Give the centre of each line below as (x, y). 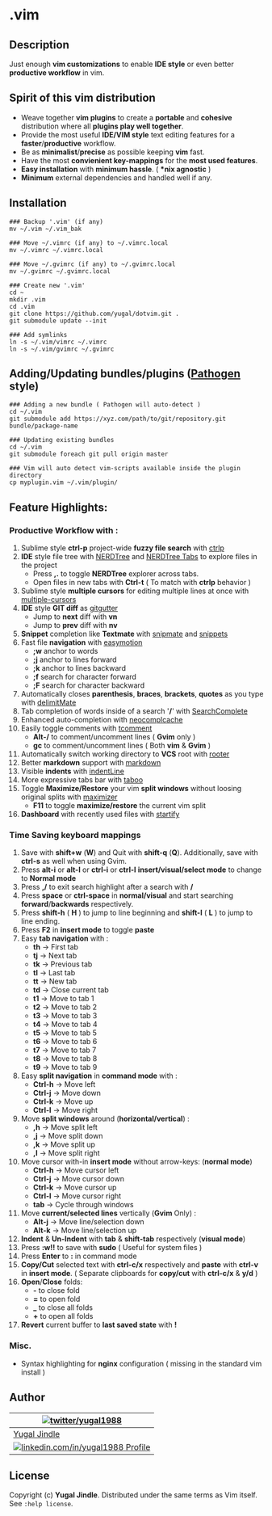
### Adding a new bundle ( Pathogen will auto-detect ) (105, 405)
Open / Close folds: (52, 1282)
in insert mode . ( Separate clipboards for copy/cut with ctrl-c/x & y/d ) (139, 1274)
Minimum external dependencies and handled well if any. (116, 177)
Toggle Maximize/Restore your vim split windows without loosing (131, 789)
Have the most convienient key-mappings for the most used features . (139, 160)
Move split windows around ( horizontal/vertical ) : (105, 1119)
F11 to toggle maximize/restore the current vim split (119, 806)
